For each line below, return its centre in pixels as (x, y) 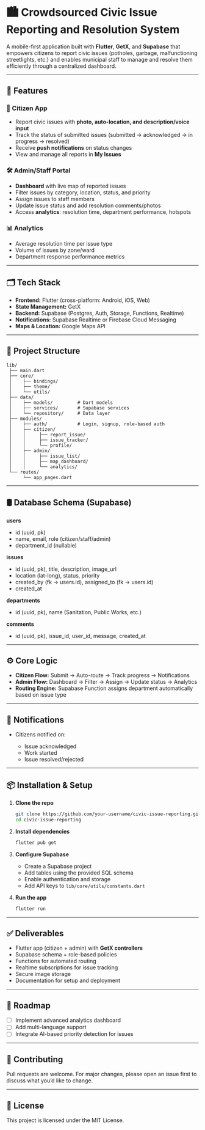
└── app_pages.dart (47, 477)
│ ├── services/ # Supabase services (69, 408)
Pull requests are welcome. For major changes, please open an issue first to (102, 1074)
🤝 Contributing (35, 1059)
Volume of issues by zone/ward (55, 250)
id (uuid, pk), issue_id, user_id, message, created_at (80, 636)
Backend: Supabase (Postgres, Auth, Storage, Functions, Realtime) (99, 314)
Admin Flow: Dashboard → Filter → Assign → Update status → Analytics (106, 682)
